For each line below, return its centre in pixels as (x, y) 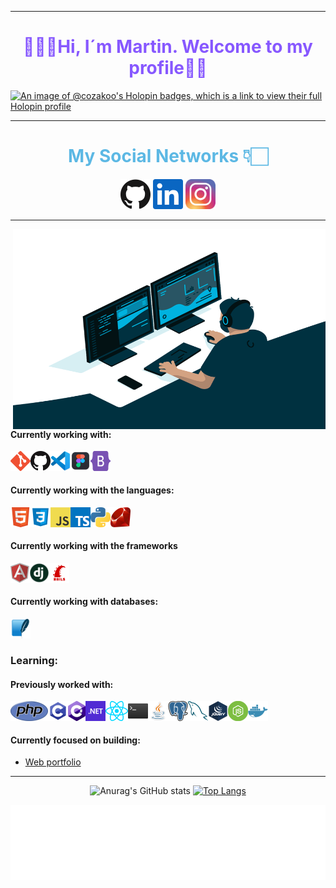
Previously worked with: (62, 684)
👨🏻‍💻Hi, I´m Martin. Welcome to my (168, 47)
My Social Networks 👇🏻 (168, 156)
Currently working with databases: (84, 602)
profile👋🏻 (168, 68)
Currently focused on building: (75, 740)
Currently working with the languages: (92, 490)
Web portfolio (53, 762)
